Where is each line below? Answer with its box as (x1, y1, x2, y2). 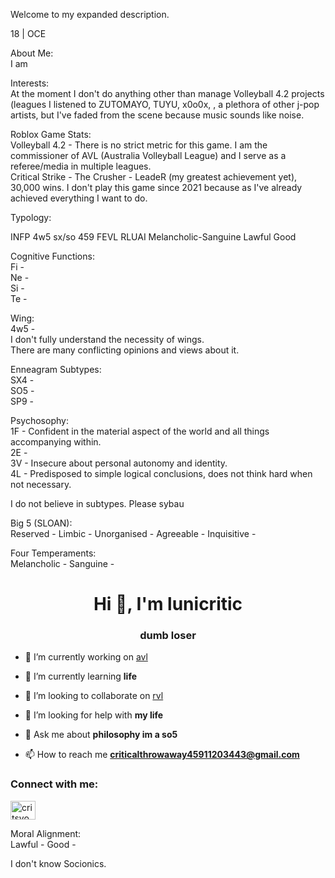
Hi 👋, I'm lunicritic (93, 593, 243, 616)
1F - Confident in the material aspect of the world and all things (10, 425, 270, 437)
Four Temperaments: (10, 547, 97, 559)
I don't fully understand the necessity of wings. (10, 334, 205, 345)
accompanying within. (10, 436, 102, 448)
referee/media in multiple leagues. (10, 160, 152, 172)
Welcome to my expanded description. (10, 9, 170, 20)
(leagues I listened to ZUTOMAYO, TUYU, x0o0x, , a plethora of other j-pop (10, 99, 320, 110)
